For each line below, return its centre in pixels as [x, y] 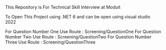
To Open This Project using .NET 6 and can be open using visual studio [78, 17]
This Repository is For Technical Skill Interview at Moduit [63, 7]
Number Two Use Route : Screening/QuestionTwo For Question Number [78, 37]
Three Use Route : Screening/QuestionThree [50, 42]
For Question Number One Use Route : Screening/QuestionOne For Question [83, 31]
